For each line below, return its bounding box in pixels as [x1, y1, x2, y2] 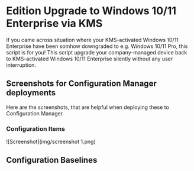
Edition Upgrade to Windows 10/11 [6, 4, 176, 18]
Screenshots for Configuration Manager [6, 79, 157, 89]
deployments [6, 88, 56, 98]
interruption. [6, 61, 37, 69]
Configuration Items [6, 124, 65, 133]
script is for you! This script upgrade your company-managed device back [6, 49, 187, 56]
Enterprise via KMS [6, 17, 103, 30]
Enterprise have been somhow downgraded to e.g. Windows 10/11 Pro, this [6, 43, 188, 50]
